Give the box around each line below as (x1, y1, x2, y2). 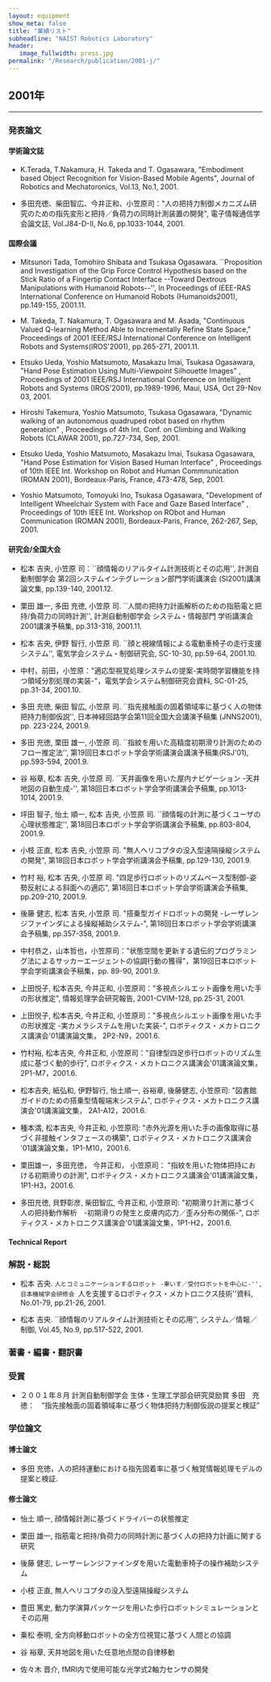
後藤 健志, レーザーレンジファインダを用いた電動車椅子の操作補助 (19, 1558, 239, 1568)
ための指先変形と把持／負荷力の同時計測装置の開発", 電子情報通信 (34, 208, 254, 218)
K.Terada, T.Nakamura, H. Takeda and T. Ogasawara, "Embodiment (19, 164, 244, 174)
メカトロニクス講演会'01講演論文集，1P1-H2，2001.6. (55, 1218, 232, 1228)
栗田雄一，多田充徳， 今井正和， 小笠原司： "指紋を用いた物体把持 (19, 1160, 242, 1170)
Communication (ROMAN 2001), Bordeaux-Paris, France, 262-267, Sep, (19, 516, 258, 526)
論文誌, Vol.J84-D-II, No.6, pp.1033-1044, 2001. (27, 218, 186, 228)
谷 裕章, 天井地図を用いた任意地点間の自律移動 (19, 1647, 175, 1657)
